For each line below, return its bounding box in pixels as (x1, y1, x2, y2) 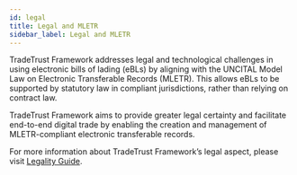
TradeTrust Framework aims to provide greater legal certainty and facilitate (9, 109, 287, 121)
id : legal (9, 13, 47, 22)
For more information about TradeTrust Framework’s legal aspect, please (9, 146, 279, 157)
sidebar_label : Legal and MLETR (9, 30, 130, 39)
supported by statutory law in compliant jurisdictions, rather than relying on (9, 83, 289, 94)
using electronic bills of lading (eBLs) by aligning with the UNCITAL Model (9, 64, 283, 74)
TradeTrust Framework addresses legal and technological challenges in (9, 55, 274, 66)
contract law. (9, 92, 58, 103)
